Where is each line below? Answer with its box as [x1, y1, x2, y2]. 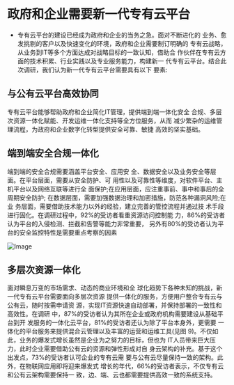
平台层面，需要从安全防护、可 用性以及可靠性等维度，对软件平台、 [25, 175, 217, 184]
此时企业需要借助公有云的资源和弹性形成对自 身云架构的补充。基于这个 [19, 345, 223, 353]
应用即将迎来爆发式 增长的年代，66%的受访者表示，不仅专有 [43, 362, 218, 370]
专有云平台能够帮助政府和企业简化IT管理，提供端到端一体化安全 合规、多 [7, 107, 216, 116]
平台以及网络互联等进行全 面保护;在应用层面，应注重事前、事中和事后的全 [13, 184, 225, 193]
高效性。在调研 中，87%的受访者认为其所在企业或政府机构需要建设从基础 [7, 310, 218, 318]
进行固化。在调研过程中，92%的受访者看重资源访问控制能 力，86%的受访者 [7, 210, 225, 219]
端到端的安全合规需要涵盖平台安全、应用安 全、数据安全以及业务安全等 [7, 167, 210, 175]
